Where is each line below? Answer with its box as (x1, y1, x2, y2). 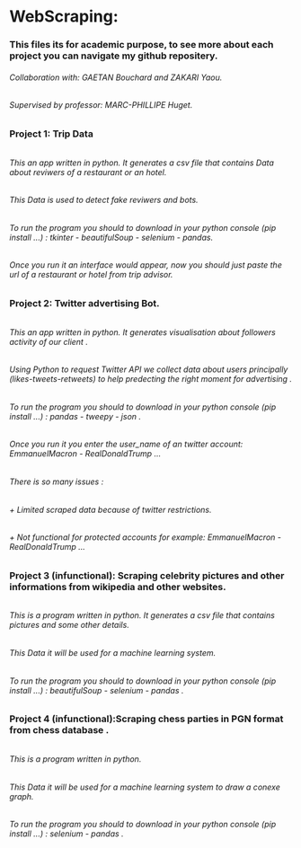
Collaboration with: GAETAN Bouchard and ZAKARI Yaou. (9, 72, 223, 83)
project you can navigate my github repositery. (9, 49, 218, 62)
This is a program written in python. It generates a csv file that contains (9, 610, 276, 621)
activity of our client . (9, 336, 88, 347)
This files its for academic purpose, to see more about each (9, 39, 274, 51)
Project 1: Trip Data (9, 128, 94, 140)
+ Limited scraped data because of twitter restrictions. (9, 504, 212, 515)
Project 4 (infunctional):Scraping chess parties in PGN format (9, 712, 284, 725)
